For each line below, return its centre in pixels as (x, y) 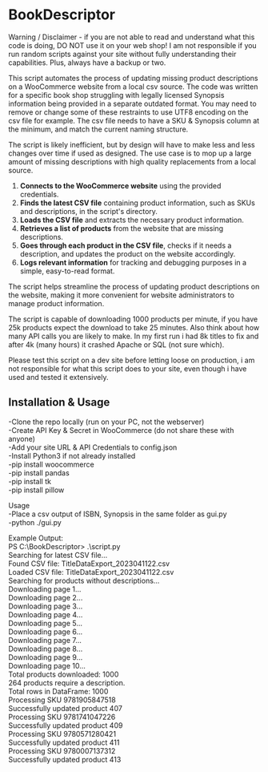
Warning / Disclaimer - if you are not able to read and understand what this (132, 37)
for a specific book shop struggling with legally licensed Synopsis (116, 95)
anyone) (22, 439)
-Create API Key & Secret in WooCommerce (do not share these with (121, 430)
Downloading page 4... (46, 614)
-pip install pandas (39, 473)
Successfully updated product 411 (64, 742)
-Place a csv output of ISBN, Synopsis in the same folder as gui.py (118, 514)
